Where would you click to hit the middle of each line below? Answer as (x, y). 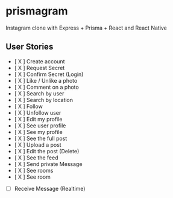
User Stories (30, 47)
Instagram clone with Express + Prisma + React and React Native (86, 28)
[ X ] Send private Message (48, 164)
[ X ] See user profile (40, 126)
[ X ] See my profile (38, 132)
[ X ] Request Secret (39, 68)
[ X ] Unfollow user (38, 112)
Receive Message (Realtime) (50, 188)
